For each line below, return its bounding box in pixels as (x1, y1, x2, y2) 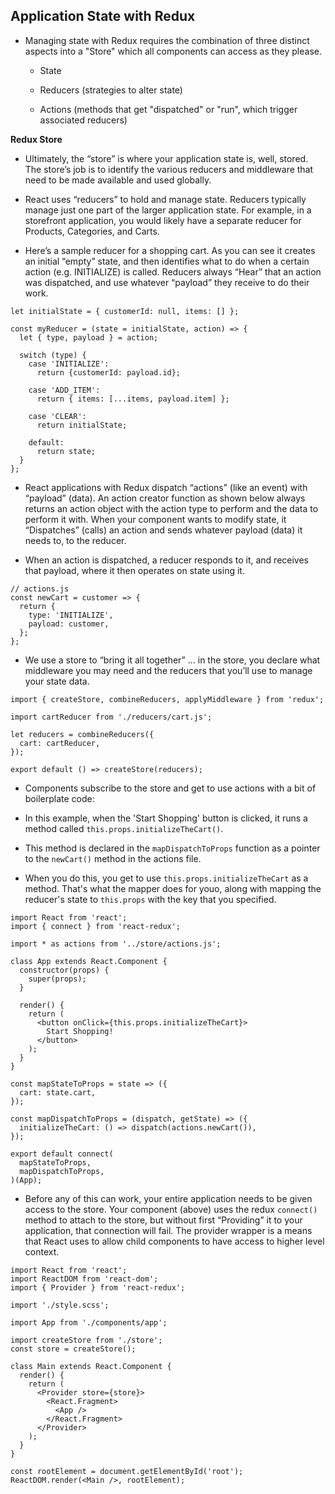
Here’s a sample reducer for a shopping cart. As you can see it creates (24, 244, 316, 256)
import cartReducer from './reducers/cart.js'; (10, 712, 213, 722)
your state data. (24, 675, 90, 687)
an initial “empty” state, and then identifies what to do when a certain (24, 255, 310, 267)
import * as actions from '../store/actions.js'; (10, 939, 222, 949)
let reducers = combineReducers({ (10, 729, 155, 739)
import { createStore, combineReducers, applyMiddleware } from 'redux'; (10, 694, 325, 704)
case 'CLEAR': (28, 411, 87, 421)
